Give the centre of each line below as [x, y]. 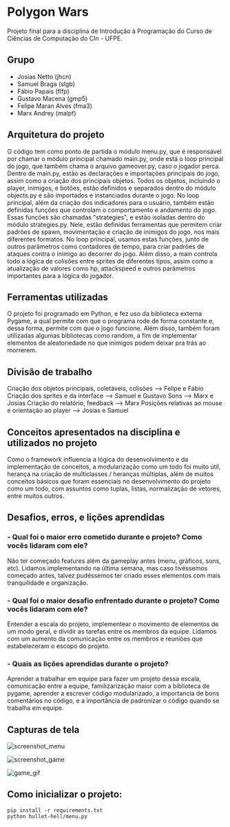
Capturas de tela [43, 730]
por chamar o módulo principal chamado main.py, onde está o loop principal [115, 158]
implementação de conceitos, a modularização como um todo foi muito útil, [114, 466]
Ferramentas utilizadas [58, 297]
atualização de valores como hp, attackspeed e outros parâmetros [101, 268]
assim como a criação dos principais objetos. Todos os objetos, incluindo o [114, 180]
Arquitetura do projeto [56, 135]
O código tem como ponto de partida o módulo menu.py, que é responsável [114, 151]
